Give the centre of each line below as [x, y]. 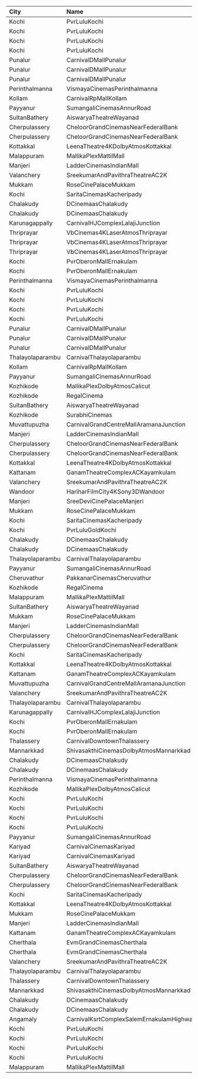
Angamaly [23, 1019]
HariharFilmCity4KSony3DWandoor [115, 491]
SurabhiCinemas [89, 415]
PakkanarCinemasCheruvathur [109, 578]
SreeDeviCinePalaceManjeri [105, 501]
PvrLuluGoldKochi [91, 530]
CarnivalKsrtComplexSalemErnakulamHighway [131, 1019]
